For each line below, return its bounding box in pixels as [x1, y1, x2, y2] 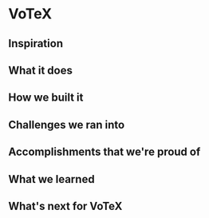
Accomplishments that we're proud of [8, 145, 201, 159]
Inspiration [8, 37, 64, 50]
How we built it [8, 91, 84, 105]
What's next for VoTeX [8, 199, 123, 212]
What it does [8, 63, 73, 77]
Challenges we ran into [8, 117, 125, 132]
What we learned [8, 172, 95, 186]
